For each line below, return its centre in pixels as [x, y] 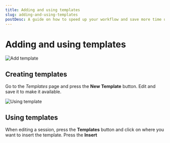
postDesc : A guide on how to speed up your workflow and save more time [83, 19]
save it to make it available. [33, 92]
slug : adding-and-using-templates [42, 15]
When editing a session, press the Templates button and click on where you [85, 129]
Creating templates [36, 74]
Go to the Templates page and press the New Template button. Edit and [80, 86]
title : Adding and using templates [43, 10]
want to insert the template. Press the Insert [51, 135]
